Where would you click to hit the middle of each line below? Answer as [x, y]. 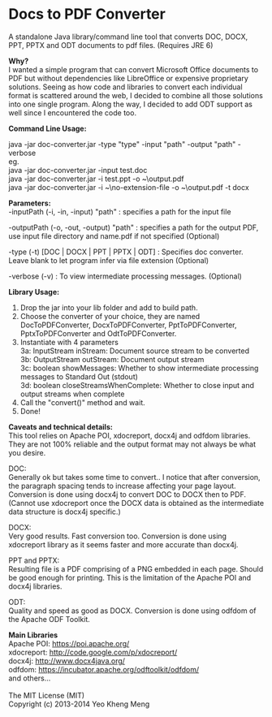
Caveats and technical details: [61, 426]
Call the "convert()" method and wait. [82, 402]
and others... [30, 678]
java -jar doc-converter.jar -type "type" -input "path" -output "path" [122, 144]
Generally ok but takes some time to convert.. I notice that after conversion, [135, 477]
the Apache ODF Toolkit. [50, 619]
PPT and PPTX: [34, 560]
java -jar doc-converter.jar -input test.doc [78, 170]
